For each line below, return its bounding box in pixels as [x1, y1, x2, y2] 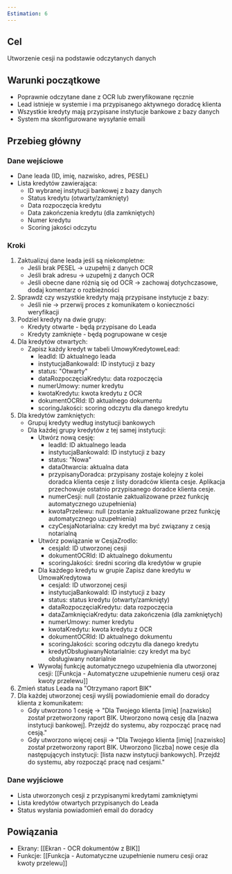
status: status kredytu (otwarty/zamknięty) [48, 596, 170, 604]
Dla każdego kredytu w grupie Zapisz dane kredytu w [37, 566, 191, 575]
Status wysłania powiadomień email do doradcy [17, 806, 154, 814]
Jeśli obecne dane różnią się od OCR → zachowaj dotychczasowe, [27, 278, 218, 287]
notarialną [48, 529, 78, 538]
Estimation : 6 [7, 10, 48, 17]
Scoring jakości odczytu [27, 223, 97, 231]
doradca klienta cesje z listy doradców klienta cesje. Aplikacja [48, 478, 226, 486]
